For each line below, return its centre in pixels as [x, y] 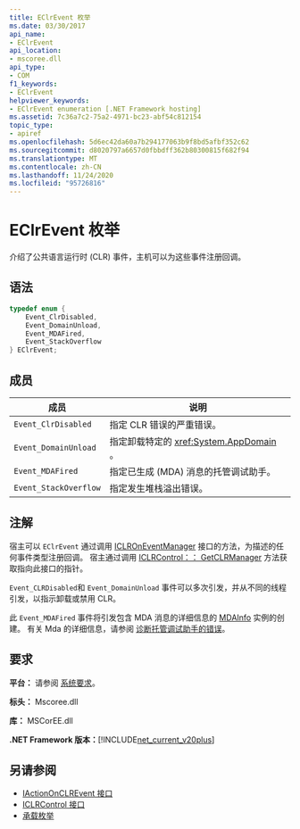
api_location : [36, 51]
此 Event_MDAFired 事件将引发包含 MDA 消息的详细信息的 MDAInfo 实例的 [143, 618]
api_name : [28, 34]
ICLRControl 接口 [53, 805]
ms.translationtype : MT [54, 158]
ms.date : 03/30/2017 [48, 26]
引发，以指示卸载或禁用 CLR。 [65, 598]
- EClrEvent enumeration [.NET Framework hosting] [105, 109]
